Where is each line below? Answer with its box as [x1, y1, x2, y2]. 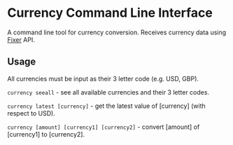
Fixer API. [7, 35, 35, 43]
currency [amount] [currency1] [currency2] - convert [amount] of [7, 123, 200, 131]
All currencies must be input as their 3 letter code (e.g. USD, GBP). [7, 74, 199, 83]
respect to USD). [7, 109, 56, 117]
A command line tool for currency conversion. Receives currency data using [7, 28, 227, 36]
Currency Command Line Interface [7, 5, 213, 21]
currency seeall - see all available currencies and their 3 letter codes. [7, 88, 210, 96]
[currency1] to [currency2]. [7, 130, 85, 138]
